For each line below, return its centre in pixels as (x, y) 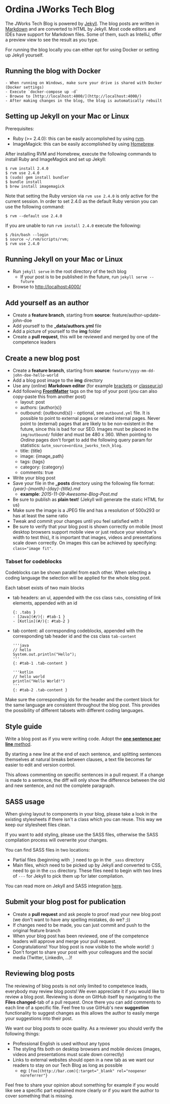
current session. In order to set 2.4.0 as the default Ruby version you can (82, 201)
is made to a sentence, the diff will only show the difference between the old (85, 780)
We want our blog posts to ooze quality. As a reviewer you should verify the (84, 1028)
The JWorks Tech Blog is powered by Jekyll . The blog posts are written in (82, 23)
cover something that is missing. (39, 1096)
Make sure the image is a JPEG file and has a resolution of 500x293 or (86, 510)
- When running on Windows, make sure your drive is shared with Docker (84, 83)
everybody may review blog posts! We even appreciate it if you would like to (85, 991)
